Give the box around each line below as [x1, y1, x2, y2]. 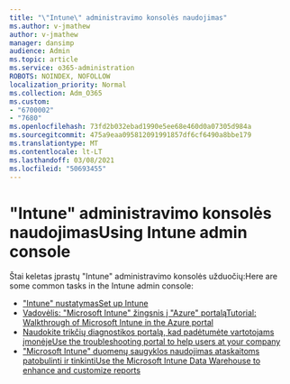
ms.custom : [9, 96, 50, 106]
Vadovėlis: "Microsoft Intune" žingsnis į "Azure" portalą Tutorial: [22, 307, 257, 318]
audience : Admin [9, 47, 70, 56]
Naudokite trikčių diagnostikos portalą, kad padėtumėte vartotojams [22, 326, 275, 338]
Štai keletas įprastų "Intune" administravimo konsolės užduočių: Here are [9, 271, 277, 282]
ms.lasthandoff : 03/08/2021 [9, 155, 115, 165]
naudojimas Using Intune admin [9, 222, 248, 242]
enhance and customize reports [22, 365, 141, 376]
